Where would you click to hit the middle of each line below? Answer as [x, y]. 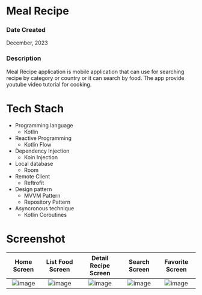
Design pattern [33, 189]
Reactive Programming [43, 138]
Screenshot [36, 239]
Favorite [176, 261]
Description [24, 58]
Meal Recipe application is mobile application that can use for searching [95, 71]
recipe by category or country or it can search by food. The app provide [95, 78]
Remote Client [32, 176]
